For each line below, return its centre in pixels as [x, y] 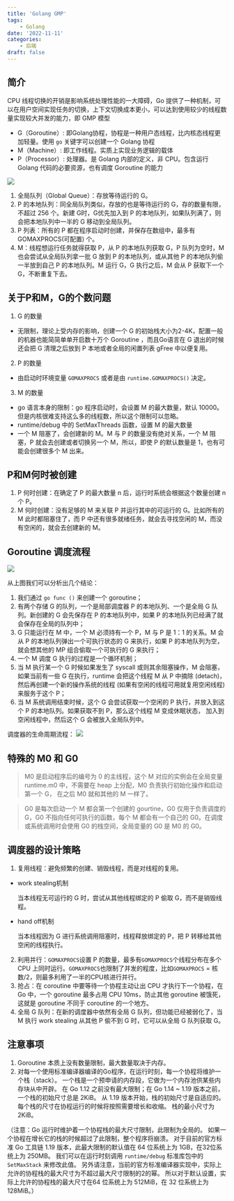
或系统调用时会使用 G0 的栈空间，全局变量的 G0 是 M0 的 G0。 [115, 826]
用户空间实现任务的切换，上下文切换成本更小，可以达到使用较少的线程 [120, 109]
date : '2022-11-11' [36, 33]
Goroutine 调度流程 [49, 552]
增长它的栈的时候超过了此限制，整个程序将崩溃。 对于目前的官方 [124, 1138]
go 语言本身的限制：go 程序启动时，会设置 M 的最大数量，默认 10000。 [120, 407]
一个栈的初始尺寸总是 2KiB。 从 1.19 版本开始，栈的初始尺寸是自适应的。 [121, 1097]
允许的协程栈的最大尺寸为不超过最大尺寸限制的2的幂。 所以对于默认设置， [114, 1173]
